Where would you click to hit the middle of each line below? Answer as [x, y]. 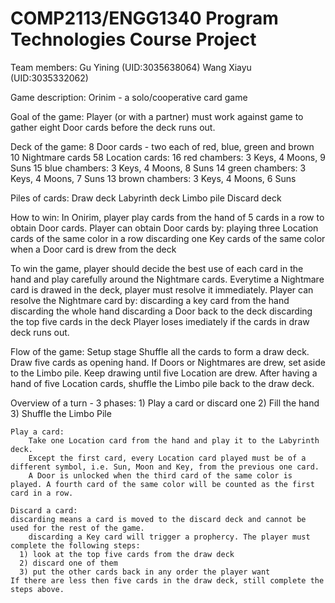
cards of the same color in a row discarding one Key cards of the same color [168, 238]
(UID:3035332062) [49, 78]
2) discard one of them [68, 563]
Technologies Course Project [133, 39]
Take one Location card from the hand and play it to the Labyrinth [174, 440]
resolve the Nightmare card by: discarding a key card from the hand [150, 300]
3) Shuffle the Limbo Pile [61, 413]
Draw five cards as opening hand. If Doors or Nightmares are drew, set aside [168, 362]
